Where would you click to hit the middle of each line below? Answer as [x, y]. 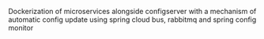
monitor [21, 28]
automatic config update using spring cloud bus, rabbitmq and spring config [132, 19]
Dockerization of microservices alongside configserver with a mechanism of [132, 11]
